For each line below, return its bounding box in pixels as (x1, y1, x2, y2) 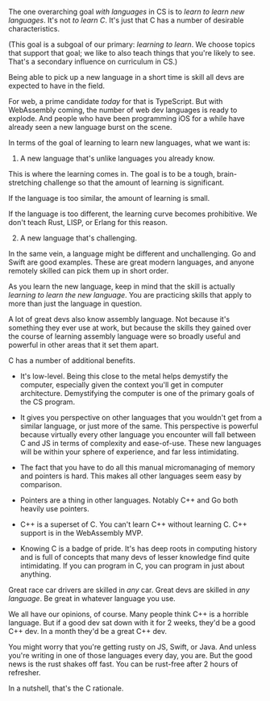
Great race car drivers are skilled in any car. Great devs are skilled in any (8, 585, 250, 595)
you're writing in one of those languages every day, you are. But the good (8, 651, 253, 660)
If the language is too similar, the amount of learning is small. (8, 194, 210, 202)
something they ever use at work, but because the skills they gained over (8, 323, 251, 332)
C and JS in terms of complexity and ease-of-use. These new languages (19, 439, 262, 448)
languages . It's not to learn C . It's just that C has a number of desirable (8, 15, 244, 25)
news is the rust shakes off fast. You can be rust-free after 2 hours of (8, 659, 239, 669)
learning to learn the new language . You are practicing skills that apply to (8, 290, 252, 299)
